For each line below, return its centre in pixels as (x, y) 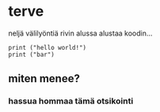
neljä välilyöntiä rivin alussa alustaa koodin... (80, 33)
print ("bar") (32, 54)
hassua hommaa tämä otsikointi (71, 101)
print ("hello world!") (48, 47)
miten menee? (44, 78)
